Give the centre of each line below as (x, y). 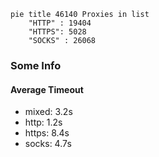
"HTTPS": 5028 (57, 32)
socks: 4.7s (48, 144)
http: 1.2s (43, 122)
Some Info (36, 65)
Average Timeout (47, 89)
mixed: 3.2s (48, 112)
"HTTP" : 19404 (60, 23)
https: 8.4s (47, 133)
